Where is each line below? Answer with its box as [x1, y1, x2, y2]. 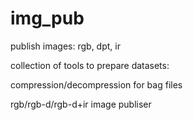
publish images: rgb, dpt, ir [10, 40, 121, 52]
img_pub [10, 7, 85, 30]
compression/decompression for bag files [10, 78, 183, 91]
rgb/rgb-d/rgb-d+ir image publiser [10, 98, 152, 110]
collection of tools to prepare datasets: [10, 59, 170, 71]
